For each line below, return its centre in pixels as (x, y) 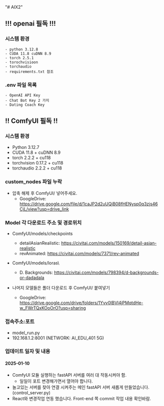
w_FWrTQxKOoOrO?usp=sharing (53, 308)
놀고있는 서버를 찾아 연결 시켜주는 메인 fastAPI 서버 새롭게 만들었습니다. (81, 387)
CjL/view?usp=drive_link (44, 209)
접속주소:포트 (20, 322)
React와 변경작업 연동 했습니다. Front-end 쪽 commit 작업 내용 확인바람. (82, 398)
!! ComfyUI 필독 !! (31, 121)
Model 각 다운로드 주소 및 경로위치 (43, 222)
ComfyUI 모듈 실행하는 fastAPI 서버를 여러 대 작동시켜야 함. (69, 375)
